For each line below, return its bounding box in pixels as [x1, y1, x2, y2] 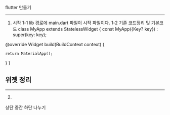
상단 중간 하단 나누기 [5, 104, 46, 110]
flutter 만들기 [5, 5, 31, 10]
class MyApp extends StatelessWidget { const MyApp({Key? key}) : [18, 26, 158, 32]
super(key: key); [12, 32, 47, 38]
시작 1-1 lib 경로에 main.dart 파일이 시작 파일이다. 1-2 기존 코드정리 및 [12, 20, 150, 26]
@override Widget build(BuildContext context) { [5, 42, 105, 47]
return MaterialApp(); [5, 51, 53, 56]
